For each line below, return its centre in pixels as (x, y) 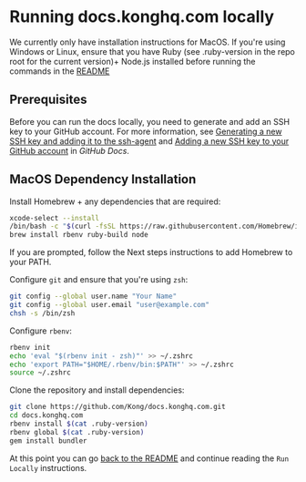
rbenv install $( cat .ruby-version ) (79, 424)
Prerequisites (48, 100)
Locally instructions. (48, 467)
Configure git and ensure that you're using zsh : (99, 280)
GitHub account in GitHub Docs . (70, 150)
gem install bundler (49, 441)
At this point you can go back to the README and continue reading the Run (149, 458)
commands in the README (60, 71)
